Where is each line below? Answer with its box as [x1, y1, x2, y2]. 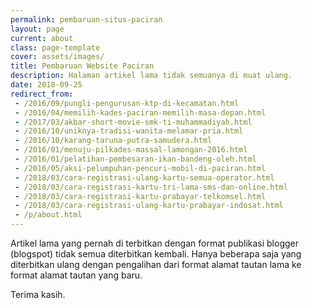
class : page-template [10, 42, 101, 53]
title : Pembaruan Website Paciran [10, 61, 155, 71]
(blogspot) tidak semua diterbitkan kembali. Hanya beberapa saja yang [10, 248, 302, 260]
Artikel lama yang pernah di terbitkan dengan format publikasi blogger [10, 237, 300, 249]
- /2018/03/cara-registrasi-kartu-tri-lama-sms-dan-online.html [14, 182, 288, 192]
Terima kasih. [10, 289, 66, 300]
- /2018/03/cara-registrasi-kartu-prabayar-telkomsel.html [14, 191, 267, 201]
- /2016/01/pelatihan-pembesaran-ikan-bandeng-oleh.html [14, 154, 257, 164]
